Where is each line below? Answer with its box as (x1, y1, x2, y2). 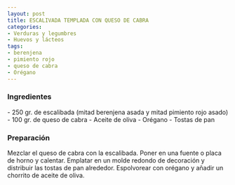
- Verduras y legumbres (7, 29, 77, 37)
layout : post (7, 10, 46, 18)
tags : (7, 43, 23, 50)
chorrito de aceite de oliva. (7, 171, 85, 179)
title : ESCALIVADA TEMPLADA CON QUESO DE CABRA (7, 17, 149, 24)
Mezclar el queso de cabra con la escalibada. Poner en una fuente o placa (7, 149, 222, 158)
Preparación (7, 132, 51, 142)
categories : (7, 23, 42, 30)
